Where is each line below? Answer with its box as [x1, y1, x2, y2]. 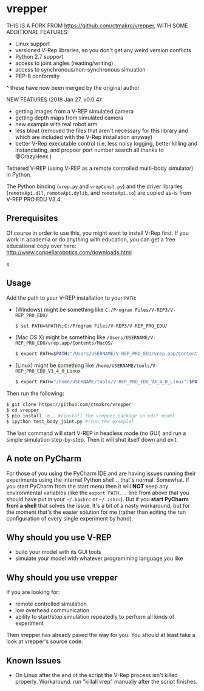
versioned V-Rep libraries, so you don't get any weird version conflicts [15, 46, 191, 53]
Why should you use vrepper [6, 572, 118, 582]
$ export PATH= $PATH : [15, 351, 70, 357]
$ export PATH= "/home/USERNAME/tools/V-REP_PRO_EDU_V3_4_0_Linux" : [15, 379, 189, 385]
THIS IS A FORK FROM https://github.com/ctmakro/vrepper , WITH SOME [6, 22, 188, 29]
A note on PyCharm [6, 454, 82, 464]
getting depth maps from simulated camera [15, 114, 124, 121]
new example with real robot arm [15, 120, 98, 127]
